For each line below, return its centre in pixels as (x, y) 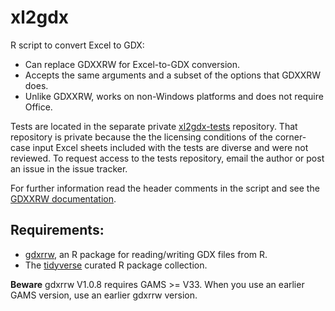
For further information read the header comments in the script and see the (165, 188)
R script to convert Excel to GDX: (77, 45)
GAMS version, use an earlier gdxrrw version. (104, 295)
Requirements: (57, 230)
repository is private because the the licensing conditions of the (141, 137)
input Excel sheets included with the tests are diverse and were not (170, 147)
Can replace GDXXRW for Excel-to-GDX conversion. (132, 64)
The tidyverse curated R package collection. (116, 265)
